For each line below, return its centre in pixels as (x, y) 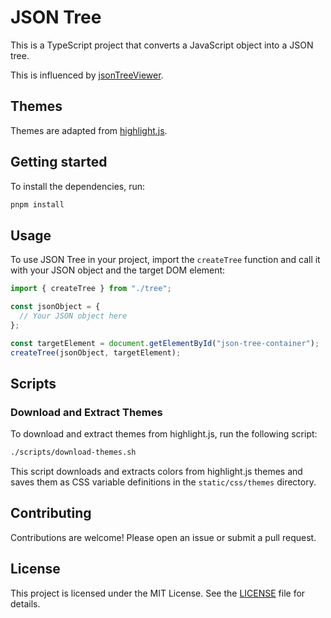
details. (25, 603)
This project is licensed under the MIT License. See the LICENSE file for (158, 593)
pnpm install (37, 204)
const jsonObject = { (55, 307)
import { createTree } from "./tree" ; (91, 289)
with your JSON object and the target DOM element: (118, 270)
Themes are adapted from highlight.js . (89, 130)
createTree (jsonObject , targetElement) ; (96, 352)
